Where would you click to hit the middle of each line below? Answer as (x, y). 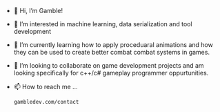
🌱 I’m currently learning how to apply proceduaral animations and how (113, 45)
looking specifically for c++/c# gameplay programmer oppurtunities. (111, 73)
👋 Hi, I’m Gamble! (38, 11)
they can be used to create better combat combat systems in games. (112, 52)
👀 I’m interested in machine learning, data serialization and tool (103, 24)
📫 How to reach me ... (46, 87)
